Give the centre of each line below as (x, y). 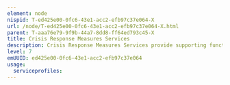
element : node (27, 13)
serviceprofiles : (38, 71)
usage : (16, 64)
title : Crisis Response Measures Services (68, 39)
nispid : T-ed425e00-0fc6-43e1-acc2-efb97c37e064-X (81, 20)
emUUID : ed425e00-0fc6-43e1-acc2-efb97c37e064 (75, 58)
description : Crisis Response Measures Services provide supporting (107, 45)
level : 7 (20, 52)
